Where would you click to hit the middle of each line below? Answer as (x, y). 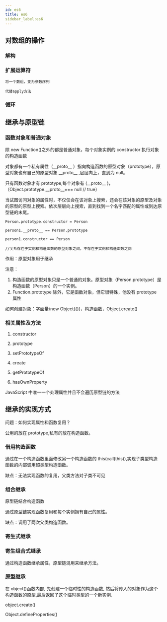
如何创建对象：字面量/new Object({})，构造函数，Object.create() (71, 309)
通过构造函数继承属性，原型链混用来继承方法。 (53, 563)
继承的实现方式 (28, 409)
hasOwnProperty (30, 382)
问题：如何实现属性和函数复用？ (38, 422)
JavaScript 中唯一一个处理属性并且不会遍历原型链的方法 (63, 392)
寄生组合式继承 (23, 551)
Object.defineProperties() (31, 614)
